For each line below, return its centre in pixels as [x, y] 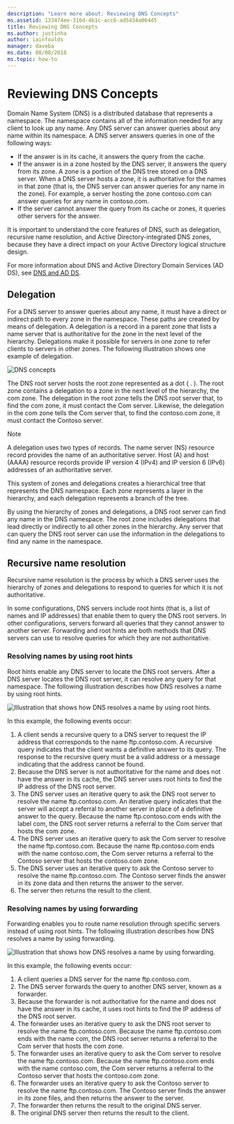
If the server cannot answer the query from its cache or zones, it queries [122, 208]
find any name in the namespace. [55, 541]
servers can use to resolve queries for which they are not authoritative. [109, 638]
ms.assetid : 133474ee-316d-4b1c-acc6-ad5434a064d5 [82, 20]
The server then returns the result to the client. [84, 890]
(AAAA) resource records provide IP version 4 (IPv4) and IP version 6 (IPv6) [116, 462]
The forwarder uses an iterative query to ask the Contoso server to [113, 1083]
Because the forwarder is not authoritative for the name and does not [117, 1001]
